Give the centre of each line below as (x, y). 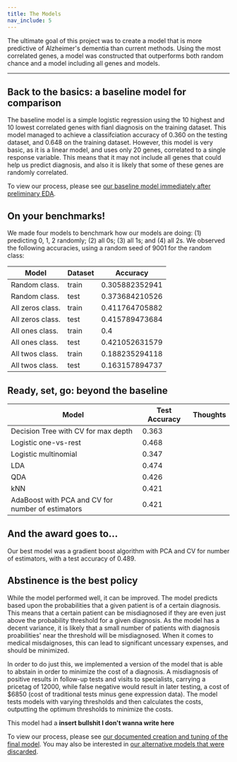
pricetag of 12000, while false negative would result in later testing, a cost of (119, 686)
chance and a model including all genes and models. (84, 63)
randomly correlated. (38, 172)
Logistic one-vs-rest (46, 442)
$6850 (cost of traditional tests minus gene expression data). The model (113, 694)
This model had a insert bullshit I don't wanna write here (91, 722)
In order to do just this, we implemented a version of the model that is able (115, 664)
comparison (35, 103)
